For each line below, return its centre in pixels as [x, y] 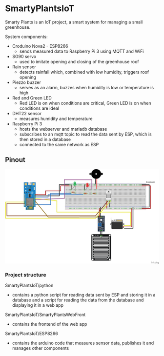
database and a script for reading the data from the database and [78, 300]
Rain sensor [24, 67]
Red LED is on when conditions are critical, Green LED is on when [85, 103]
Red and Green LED [32, 98]
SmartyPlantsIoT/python [29, 285]
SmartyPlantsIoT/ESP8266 [32, 334]
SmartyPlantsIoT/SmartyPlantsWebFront [45, 315]
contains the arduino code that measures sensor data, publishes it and [83, 343]
